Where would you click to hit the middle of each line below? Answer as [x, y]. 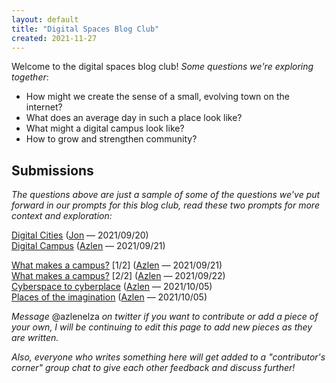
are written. [35, 338]
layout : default [45, 19]
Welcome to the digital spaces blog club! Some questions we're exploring [162, 67]
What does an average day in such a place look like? [134, 118]
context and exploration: [62, 216]
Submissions [52, 170]
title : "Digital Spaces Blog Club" [85, 29]
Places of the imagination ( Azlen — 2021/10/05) [109, 297]
